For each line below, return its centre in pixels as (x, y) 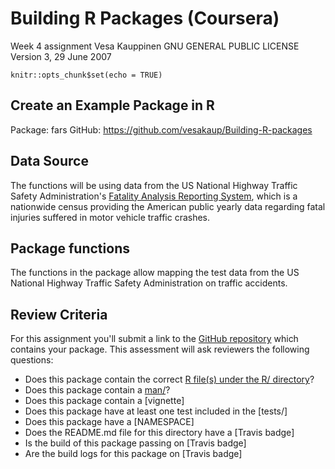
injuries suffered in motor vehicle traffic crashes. (110, 217)
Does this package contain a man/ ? (97, 390)
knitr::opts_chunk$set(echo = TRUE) (86, 75)
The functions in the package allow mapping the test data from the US (155, 273)
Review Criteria (59, 314)
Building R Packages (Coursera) (145, 18)
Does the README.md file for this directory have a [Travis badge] (159, 433)
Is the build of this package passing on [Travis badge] (135, 443)
